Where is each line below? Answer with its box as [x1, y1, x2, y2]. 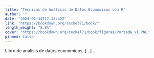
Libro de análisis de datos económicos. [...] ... [5, 47, 97, 54]
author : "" [5, 12, 27, 17]
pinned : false [5, 35, 34, 39]
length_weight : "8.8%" [5, 25, 51, 30]
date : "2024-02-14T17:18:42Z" [5, 16, 67, 21]
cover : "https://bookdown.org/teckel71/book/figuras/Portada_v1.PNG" [5, 30, 150, 35]
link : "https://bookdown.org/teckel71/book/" [5, 20, 99, 26]
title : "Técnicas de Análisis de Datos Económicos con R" [5, 7, 126, 12]
